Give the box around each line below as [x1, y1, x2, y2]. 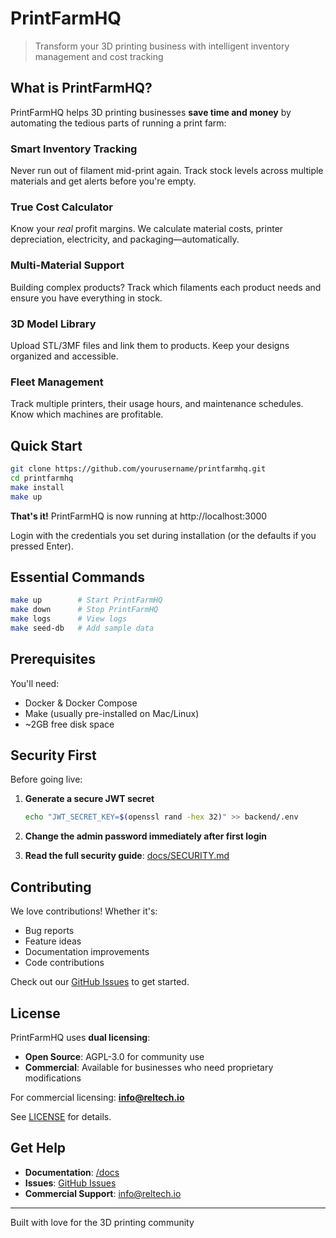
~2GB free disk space [24, 718, 115, 730]
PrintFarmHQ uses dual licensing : [10, 1031, 151, 1043]
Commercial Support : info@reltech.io [24, 1187, 182, 1199]
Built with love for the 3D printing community [10, 1216, 195, 1228]
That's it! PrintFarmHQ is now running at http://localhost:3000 [10, 510, 268, 522]
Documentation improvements [24, 946, 150, 958]
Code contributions [24, 957, 105, 969]
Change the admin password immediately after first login [24, 830, 268, 842]
